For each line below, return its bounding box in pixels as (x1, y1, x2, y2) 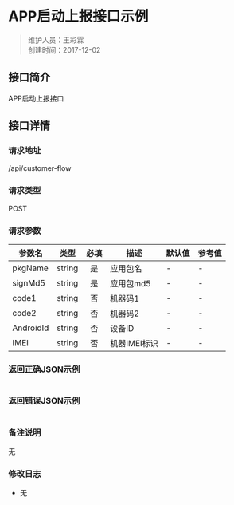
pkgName (12, 262, 49, 274)
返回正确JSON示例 (8, 364, 80, 375)
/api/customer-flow (8, 164, 72, 173)
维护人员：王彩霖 (27, 35, 84, 45)
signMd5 (12, 278, 46, 289)
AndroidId (12, 322, 49, 333)
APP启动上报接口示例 (8, 7, 149, 26)
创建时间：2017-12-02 (27, 45, 101, 54)
